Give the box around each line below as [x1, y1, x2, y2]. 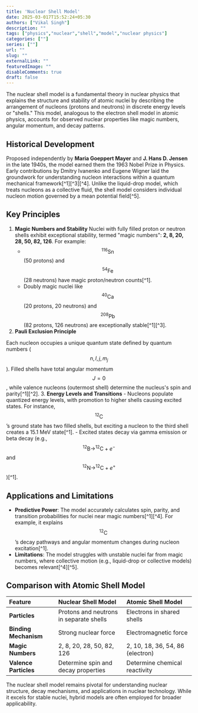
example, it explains [14, 519, 63, 526]
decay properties [58, 666, 106, 675]
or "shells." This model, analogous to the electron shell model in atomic [6, 110, 179, 117]
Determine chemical [126, 659, 183, 667]
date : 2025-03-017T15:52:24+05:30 [6, 14, 91, 20]
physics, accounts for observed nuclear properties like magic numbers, [6, 116, 180, 123]
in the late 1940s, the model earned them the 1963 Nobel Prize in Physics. [6, 161, 186, 168]
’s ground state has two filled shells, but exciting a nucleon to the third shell [6, 422, 189, 429]
